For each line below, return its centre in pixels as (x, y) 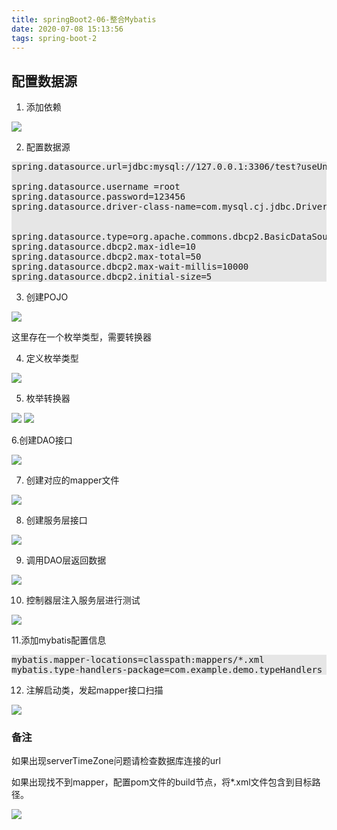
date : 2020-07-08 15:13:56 (67, 29)
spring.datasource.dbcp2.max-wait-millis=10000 (130, 267)
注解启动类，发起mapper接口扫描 (94, 690)
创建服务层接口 (56, 520)
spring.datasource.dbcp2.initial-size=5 (112, 277)
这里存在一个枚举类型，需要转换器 (81, 337)
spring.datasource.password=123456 (98, 197)
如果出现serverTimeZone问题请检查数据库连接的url (116, 761)
